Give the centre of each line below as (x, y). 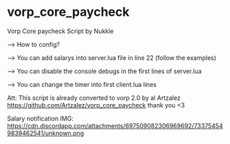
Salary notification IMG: (41, 119)
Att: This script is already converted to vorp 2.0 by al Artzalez (94, 98)
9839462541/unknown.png (46, 133)
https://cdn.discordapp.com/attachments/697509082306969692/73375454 (115, 125)
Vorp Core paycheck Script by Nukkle (60, 31)
